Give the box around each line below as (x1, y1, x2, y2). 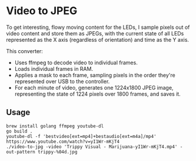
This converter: (6, 47, 43, 54)
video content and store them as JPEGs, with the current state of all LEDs (6, 29, 184, 37)
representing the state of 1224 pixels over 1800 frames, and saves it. (14, 90, 181, 97)
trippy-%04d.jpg (37, 149, 78, 155)
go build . (6, 128, 33, 134)
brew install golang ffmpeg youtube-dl (6, 123, 104, 129)
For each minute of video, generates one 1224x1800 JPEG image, (14, 84, 174, 91)
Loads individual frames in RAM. (14, 65, 93, 72)
